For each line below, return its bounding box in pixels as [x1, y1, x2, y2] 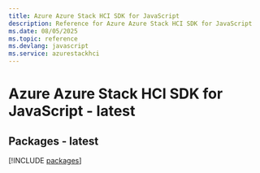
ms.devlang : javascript [8, 42, 89, 50]
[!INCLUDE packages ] [8, 156, 82, 165]
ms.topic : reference [8, 34, 79, 43]
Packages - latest [8, 134, 99, 148]
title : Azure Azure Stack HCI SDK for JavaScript [8, 11, 180, 20]
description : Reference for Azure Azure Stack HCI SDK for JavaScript [8, 19, 253, 28]
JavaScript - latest [8, 102, 136, 120]
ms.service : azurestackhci [8, 50, 100, 58]
